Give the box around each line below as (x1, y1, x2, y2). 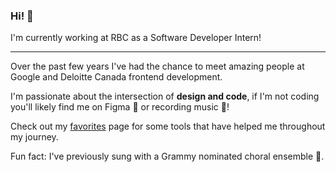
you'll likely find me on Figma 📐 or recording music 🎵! (10, 101, 230, 113)
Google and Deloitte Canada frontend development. (10, 71, 223, 83)
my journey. (10, 131, 59, 143)
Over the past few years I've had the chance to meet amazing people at (10, 60, 305, 73)
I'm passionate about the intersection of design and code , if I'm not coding (10, 90, 320, 103)
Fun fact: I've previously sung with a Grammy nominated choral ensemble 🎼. (10, 150, 325, 163)
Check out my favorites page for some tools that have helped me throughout (10, 120, 326, 133)
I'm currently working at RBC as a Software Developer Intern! (10, 32, 262, 44)
